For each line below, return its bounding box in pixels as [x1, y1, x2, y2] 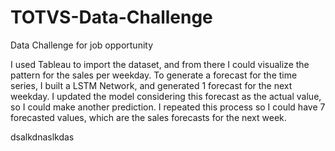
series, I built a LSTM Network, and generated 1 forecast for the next [10, 79, 293, 91]
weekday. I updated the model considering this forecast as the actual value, [10, 90, 322, 102]
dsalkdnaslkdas [10, 131, 75, 143]
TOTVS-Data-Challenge [10, 6, 213, 29]
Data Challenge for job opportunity [10, 39, 154, 51]
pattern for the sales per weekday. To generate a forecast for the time [10, 69, 298, 81]
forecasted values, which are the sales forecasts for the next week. [10, 111, 287, 123]
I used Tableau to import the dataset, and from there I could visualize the [10, 58, 310, 70]
